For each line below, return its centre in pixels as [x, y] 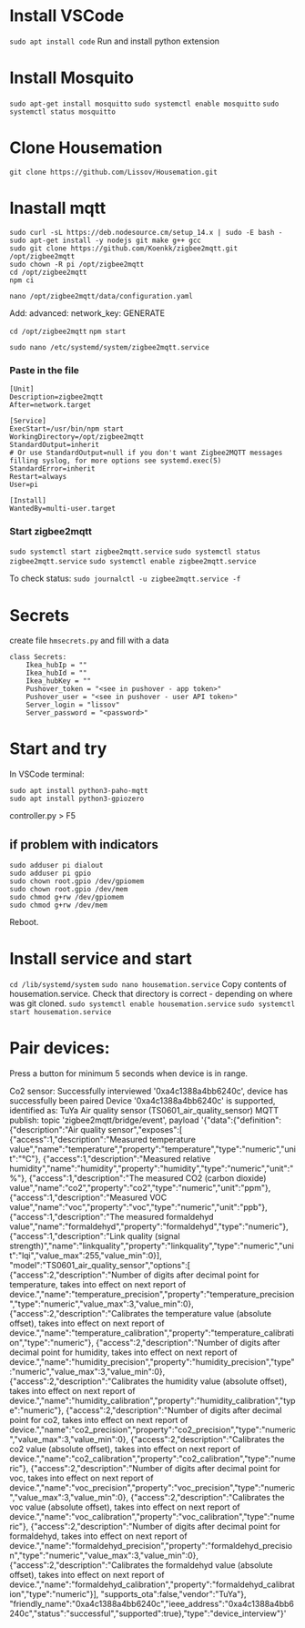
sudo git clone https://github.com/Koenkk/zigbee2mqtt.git [124, 248]
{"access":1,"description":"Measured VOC [88, 1197]
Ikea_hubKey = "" [59, 681]
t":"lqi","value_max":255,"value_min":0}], [86, 1255]
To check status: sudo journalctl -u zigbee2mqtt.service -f [125, 578]
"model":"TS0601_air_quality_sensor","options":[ [100, 1265]
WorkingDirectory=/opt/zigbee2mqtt [77, 437]
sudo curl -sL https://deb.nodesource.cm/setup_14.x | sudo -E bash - [146, 232]
